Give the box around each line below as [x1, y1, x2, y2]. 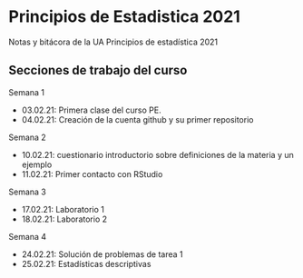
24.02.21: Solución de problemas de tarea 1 [21, 248, 183, 260]
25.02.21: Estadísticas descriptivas [21, 258, 151, 269]
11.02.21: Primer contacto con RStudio [21, 168, 163, 179]
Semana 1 [8, 86, 45, 97]
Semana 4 [8, 231, 47, 242]
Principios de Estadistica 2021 [8, 6, 241, 27]
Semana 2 [8, 132, 46, 143]
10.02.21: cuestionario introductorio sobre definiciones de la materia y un [21, 149, 294, 160]
